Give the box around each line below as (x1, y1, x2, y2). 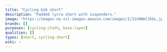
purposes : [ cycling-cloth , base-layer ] (5, 26, 88, 31)
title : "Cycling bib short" (5, 7, 64, 12)
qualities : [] (5, 30, 35, 35)
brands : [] (5, 21, 28, 26)
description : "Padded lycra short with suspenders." (5, 12, 117, 17)
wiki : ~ (5, 40, 21, 45)
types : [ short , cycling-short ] (5, 35, 70, 40)
